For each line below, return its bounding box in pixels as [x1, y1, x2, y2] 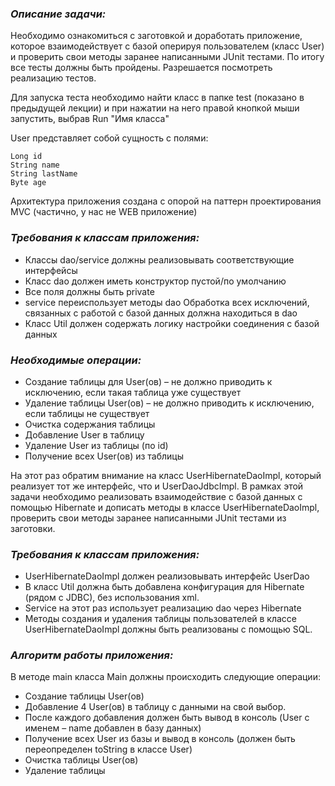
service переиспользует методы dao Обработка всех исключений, [24, 296, 310, 308]
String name [10, 160, 60, 171]
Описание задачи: [10, 7, 107, 21]
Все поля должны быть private [24, 285, 155, 297]
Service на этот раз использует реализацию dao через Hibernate [24, 602, 302, 614]
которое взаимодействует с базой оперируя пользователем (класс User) [10, 40, 325, 52]
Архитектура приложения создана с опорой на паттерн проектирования [10, 195, 322, 207]
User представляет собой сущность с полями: [10, 132, 209, 144]
